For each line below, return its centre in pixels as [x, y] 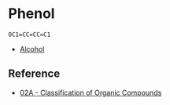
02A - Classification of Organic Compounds [91, 92]
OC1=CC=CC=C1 [30, 34]
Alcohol [32, 49]
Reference [34, 74]
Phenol [31, 14]
